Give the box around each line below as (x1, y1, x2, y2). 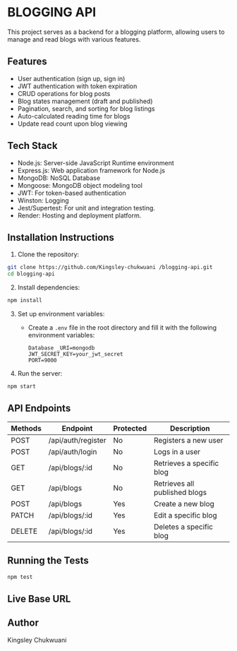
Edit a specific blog (154, 510, 217, 520)
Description (169, 423, 210, 433)
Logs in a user (154, 446, 201, 456)
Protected (112, 423, 147, 433)
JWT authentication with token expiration (17, 82, 138, 90)
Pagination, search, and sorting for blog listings (17, 104, 155, 113)
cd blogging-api (7, 270, 55, 277)
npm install (7, 297, 42, 304)
